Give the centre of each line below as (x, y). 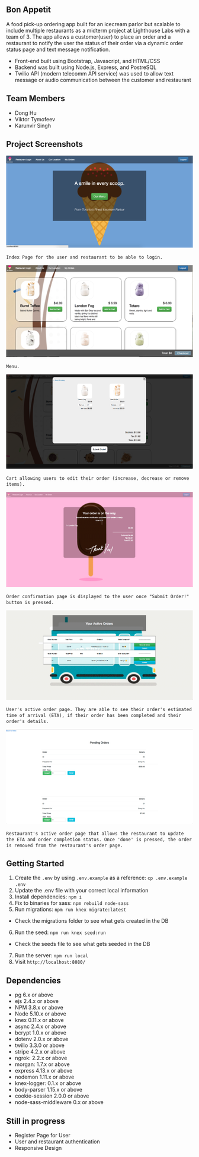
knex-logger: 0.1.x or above (48, 1083)
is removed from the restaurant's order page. (65, 845)
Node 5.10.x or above (40, 1014)
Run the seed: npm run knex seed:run (60, 932)
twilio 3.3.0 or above (40, 1045)
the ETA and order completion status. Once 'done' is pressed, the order (99, 840)
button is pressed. (30, 602)
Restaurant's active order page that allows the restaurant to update (95, 834)
